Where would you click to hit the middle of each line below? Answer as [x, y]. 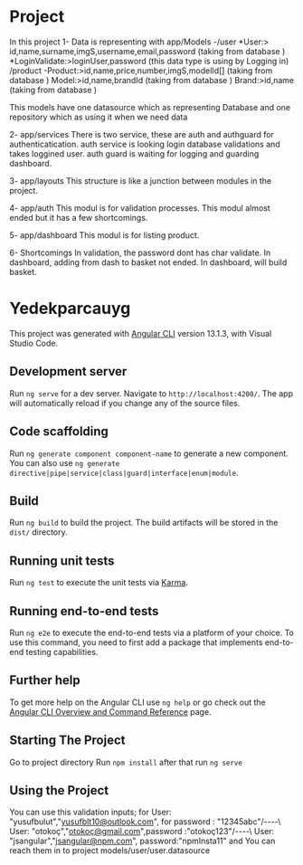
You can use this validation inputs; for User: [90, 813]
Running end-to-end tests [84, 611]
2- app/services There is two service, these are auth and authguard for [142, 134]
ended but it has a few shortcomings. [79, 217]
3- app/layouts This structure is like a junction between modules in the [141, 181]
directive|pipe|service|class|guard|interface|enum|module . [124, 472]
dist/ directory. [38, 532]
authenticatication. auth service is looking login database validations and [145, 144]
